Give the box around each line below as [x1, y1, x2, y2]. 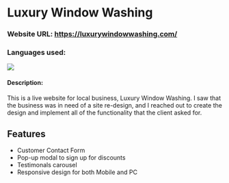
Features [7, 128, 46, 140]
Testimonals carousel [16, 161, 77, 169]
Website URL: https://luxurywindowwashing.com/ [7, 29, 178, 39]
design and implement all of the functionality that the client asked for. [7, 108, 202, 117]
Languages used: [7, 48, 66, 58]
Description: [7, 79, 43, 86]
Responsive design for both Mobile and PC [16, 168, 138, 176]
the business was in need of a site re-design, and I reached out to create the [7, 101, 222, 109]
